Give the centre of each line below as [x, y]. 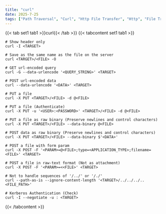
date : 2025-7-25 [22, 14]
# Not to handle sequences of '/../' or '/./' [54, 176]
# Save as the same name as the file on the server [59, 55]
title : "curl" [20, 10]
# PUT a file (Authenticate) [35, 107]
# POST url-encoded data [31, 81]
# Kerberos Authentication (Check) [42, 193]
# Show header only [25, 42]
